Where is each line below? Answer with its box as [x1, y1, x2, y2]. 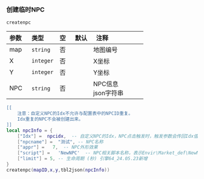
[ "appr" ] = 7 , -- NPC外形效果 [17, 144, 98, 150]
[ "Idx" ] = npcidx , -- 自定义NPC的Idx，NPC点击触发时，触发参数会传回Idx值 [17, 133, 199, 139]
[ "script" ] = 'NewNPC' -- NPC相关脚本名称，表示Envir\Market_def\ [17, 150, 189, 156]
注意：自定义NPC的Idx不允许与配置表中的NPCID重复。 [17, 110, 134, 117]
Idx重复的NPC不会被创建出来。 [17, 117, 84, 123]
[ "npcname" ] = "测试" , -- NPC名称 [17, 138, 104, 145]
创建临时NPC [6, 5, 45, 13]
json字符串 [93, 89, 124, 98]
